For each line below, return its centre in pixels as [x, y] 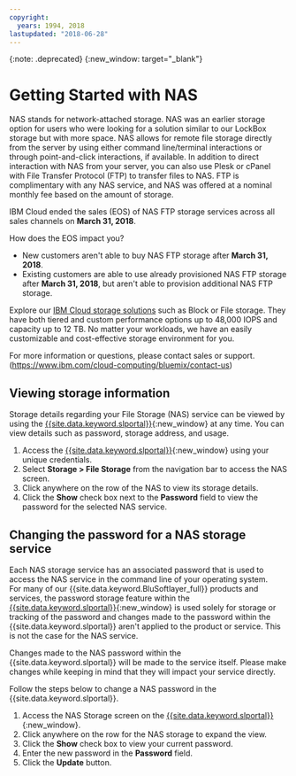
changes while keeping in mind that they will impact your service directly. [143, 671]
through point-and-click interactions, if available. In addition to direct [134, 157]
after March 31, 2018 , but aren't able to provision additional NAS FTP [148, 283]
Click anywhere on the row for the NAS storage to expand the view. [144, 734]
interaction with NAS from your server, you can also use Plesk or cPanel [140, 167]
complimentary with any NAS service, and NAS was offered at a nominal [140, 185]
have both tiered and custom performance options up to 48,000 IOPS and [143, 320]
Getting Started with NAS [104, 95]
